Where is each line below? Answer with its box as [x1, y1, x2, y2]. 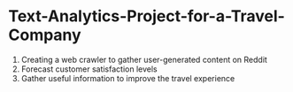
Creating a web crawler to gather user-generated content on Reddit [20, 54, 267, 65]
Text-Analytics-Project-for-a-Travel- [8, 6, 285, 27]
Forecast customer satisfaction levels [20, 64, 158, 74]
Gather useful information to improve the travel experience [20, 73, 235, 83]
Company [8, 25, 81, 45]
